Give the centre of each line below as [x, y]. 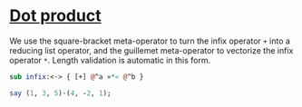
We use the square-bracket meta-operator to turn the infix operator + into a [150, 41]
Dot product [55, 16]
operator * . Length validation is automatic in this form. [110, 60]
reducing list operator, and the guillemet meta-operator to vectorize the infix [151, 50]
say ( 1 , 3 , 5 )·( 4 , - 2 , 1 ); [60, 93]
